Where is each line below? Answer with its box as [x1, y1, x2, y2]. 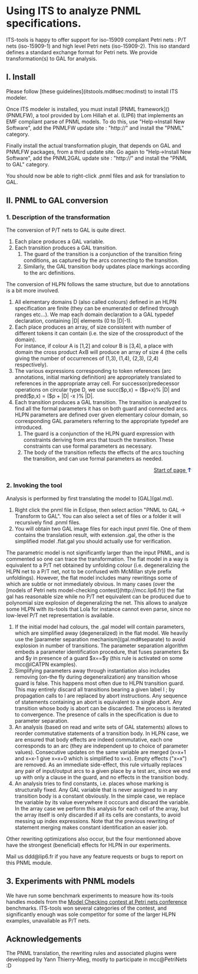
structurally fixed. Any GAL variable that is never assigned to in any [14, 786, 178, 793]
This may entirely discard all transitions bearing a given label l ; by [14, 686, 175, 693]
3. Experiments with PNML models [6, 876, 136, 886]
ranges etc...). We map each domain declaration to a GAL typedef [14, 311, 174, 318]
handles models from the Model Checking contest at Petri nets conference [6, 898, 187, 905]
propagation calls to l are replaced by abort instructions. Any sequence [14, 692, 187, 699]
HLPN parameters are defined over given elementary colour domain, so [14, 411, 189, 418]
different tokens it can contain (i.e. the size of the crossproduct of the [14, 330, 184, 337]
